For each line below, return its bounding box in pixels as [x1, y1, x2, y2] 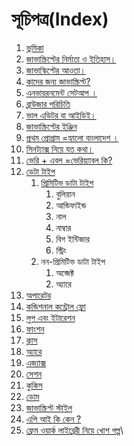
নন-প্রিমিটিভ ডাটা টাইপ [40, 255, 106, 267]
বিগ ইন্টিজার [55, 233, 90, 245]
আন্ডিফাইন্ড [55, 199, 87, 211]
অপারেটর [25, 289, 52, 301]
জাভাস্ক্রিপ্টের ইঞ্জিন [25, 120, 78, 132]
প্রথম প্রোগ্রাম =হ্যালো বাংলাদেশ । [25, 131, 119, 143]
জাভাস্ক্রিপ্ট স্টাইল [25, 401, 73, 413]
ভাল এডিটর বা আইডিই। [25, 109, 97, 121]
